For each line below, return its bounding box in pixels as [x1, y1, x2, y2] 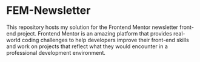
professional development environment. [6, 49, 106, 56]
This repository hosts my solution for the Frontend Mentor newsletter [6, 23, 179, 31]
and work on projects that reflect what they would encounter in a [6, 43, 168, 50]
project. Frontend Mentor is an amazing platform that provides [17, 29, 173, 37]
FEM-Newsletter [6, 4, 91, 17]
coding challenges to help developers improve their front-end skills [21, 36, 189, 43]
